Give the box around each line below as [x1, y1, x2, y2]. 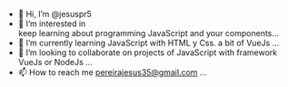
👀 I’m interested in [17, 18, 86, 29]
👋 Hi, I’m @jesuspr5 [17, 9, 93, 19]
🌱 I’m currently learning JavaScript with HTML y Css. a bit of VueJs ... [17, 37, 280, 48]
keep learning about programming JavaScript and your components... [17, 28, 280, 38]
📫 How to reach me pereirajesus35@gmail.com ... [17, 67, 207, 77]
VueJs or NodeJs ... [17, 57, 93, 67]
